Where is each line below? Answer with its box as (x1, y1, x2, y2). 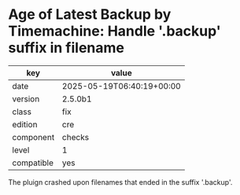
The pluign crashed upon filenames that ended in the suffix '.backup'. (8, 177, 233, 186)
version (12, 93, 40, 104)
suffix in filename (8, 39, 124, 57)
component (12, 131, 55, 142)
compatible (12, 157, 54, 168)
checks (61, 131, 89, 142)
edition (12, 119, 38, 130)
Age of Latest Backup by (8, 6, 172, 24)
